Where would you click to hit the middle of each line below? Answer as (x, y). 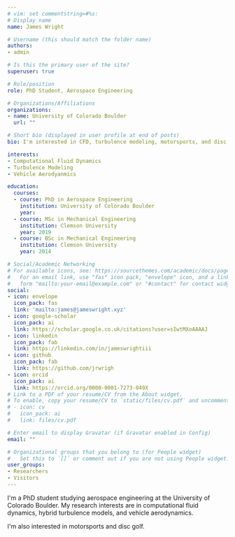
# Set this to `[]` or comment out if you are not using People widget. (119, 459)
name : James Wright (36, 27)
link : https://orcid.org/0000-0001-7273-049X (81, 388)
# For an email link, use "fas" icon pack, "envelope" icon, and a (111, 277)
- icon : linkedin (33, 336)
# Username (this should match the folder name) (79, 39)
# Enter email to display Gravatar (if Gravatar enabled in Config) (109, 433)
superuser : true (31, 71)
